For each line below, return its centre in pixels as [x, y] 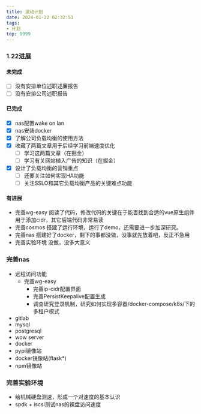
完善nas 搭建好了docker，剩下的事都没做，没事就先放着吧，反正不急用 [102, 235]
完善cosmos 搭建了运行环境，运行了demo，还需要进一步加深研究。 [98, 227]
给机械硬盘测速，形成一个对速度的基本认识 [67, 397]
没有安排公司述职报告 [41, 94]
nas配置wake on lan [40, 123]
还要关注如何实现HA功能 [54, 176]
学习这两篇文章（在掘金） [55, 153]
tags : [13, 23]
